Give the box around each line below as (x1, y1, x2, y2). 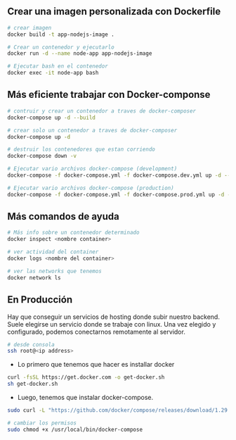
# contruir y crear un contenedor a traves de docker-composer (7, 107, 197, 115)
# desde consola (7, 341, 55, 348)
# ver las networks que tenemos (7, 268, 102, 275)
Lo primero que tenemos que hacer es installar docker (17, 360, 175, 369)
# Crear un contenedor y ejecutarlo (7, 44, 114, 51)
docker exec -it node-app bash (7, 70, 99, 77)
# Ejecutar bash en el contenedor (7, 63, 109, 70)
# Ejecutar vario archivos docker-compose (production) (7, 184, 174, 191)
